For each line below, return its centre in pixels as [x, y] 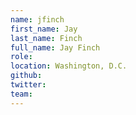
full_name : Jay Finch [55, 47]
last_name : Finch [46, 38]
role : [21, 57]
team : [21, 94]
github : [26, 76]
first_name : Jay [44, 29]
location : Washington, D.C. [69, 66]
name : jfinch [37, 19]
